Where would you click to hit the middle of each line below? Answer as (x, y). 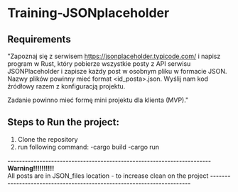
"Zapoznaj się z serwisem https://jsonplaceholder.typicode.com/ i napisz (114, 56)
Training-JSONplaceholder (88, 13)
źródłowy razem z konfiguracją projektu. (66, 86)
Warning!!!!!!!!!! (31, 168)
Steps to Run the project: (63, 122)
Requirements (39, 39)
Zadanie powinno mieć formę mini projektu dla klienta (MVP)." (98, 100)
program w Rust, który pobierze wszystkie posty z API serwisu (99, 64)
